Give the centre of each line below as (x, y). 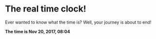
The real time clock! (46, 9)
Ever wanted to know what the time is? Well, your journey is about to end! (78, 22)
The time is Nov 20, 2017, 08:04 (38, 31)
